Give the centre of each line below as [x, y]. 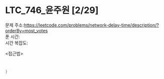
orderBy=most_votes [27, 30]
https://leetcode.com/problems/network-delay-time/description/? [91, 25]
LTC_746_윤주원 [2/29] [52, 10]
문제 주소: [15, 25]
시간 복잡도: [17, 42]
